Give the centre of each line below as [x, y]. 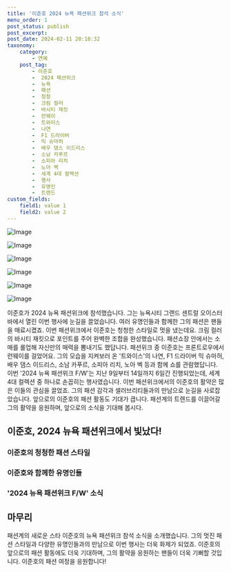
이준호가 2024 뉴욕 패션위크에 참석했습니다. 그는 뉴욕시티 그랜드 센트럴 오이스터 [115, 313]
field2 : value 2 [43, 212]
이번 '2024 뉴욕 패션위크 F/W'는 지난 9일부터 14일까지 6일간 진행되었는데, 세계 [114, 373]
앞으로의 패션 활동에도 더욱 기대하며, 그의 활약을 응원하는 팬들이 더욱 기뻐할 [108, 553]
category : [34, 52]
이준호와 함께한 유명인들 [45, 473]
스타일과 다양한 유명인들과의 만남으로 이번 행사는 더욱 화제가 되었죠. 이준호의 [117, 544]
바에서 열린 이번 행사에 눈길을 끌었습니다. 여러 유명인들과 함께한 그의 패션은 [108, 321]
